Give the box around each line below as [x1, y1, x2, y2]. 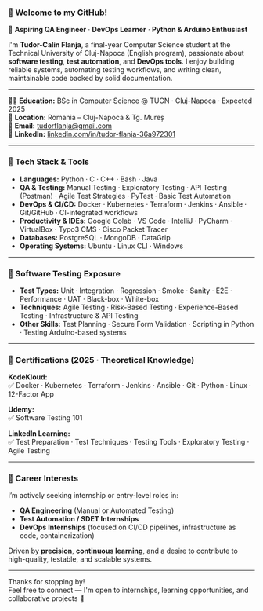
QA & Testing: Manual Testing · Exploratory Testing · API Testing [19, 182, 228, 192]
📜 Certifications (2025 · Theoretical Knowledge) [8, 354, 195, 365]
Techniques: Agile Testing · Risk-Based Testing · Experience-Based [19, 302, 239, 312]
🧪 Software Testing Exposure [8, 268, 121, 279]
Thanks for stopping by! [8, 577, 85, 587]
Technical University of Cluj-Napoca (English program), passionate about [8, 49, 244, 58]
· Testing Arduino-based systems [19, 327, 127, 337]
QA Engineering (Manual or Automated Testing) [19, 506, 175, 515]
